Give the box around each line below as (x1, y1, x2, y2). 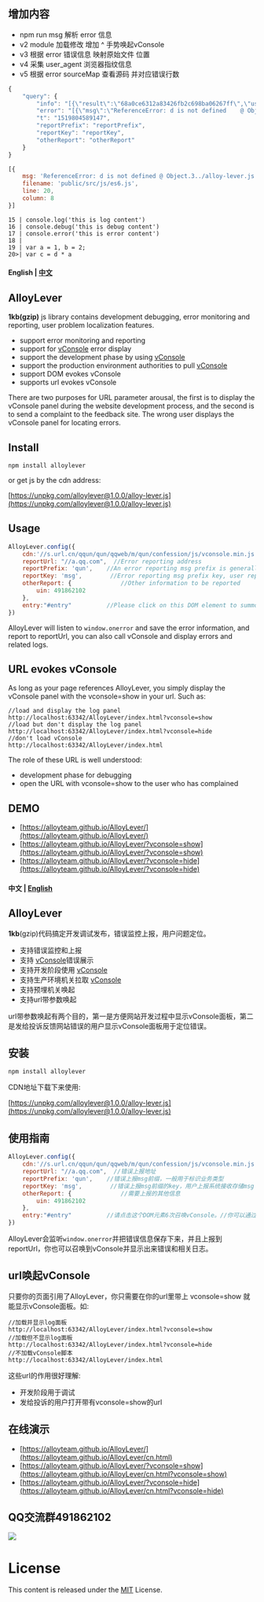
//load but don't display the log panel (8, 721, 143, 729)
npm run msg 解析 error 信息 (19, 30, 112, 39)
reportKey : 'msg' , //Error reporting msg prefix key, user (22, 572, 244, 580)
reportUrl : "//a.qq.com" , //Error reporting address (22, 558, 202, 566)
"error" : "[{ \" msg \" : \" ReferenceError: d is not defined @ (36, 107, 244, 115)
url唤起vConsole (8, 1269, 90, 1282)
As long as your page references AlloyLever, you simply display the (8, 684, 225, 693)
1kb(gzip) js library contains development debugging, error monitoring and (8, 312, 250, 321)
